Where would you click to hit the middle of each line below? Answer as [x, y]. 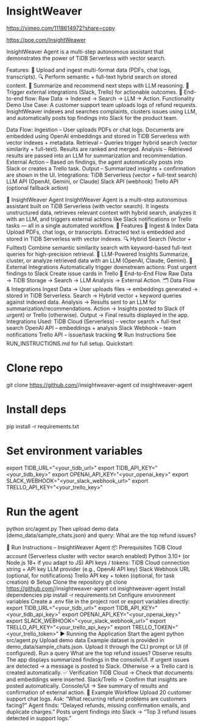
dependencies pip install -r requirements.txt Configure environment [91, 595]
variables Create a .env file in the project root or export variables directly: [98, 601]
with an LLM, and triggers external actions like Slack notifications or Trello [99, 219]
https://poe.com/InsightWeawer [46, 40]
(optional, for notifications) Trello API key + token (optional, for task [90, 575]
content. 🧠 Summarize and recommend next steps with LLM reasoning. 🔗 [98, 85]
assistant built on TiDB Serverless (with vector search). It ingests [88, 206]
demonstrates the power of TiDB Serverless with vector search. [86, 58]
